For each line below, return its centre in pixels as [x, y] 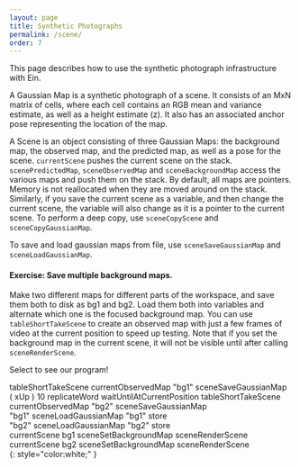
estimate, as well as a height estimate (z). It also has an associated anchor [147, 114]
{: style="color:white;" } [53, 454]
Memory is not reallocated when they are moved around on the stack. [138, 189]
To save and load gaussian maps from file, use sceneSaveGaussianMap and [145, 245]
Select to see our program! [59, 370]
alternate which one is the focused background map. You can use [132, 314]
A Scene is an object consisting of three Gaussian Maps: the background [145, 141]
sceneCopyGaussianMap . [51, 228]
